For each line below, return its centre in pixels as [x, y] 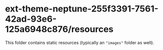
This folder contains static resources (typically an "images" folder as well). [80, 42]
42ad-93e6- [31, 19]
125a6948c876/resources [59, 29]
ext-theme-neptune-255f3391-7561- [82, 9]
